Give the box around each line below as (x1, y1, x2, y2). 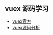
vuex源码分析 (12, 24, 40, 30)
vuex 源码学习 (5, 4, 49, 13)
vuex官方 (12, 18, 31, 24)
